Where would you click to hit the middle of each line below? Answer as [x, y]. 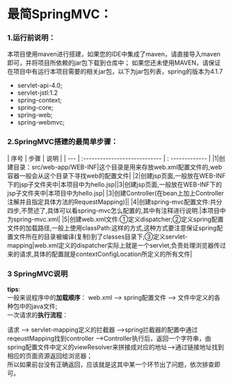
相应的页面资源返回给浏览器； [50, 356]
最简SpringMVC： [60, 14]
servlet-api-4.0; [40, 86]
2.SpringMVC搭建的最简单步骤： [63, 142]
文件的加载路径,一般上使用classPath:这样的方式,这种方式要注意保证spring [112, 227]
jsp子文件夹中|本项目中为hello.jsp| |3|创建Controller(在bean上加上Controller [115, 193]
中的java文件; [38, 306]
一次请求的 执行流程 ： [38, 315]
